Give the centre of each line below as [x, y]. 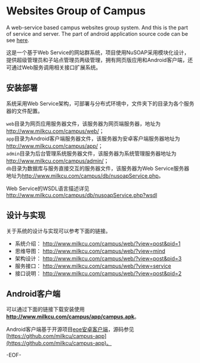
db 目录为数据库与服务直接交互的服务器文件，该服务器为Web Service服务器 [98, 168]
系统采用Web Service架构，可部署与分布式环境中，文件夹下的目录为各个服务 [100, 103]
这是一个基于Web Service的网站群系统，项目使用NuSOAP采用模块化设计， [98, 52]
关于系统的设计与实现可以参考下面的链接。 [59, 231]
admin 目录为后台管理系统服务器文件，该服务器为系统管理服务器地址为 [91, 153]
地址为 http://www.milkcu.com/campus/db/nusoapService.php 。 [85, 176]
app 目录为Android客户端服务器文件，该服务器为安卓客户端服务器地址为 [93, 138]
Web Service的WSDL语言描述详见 [48, 188]
